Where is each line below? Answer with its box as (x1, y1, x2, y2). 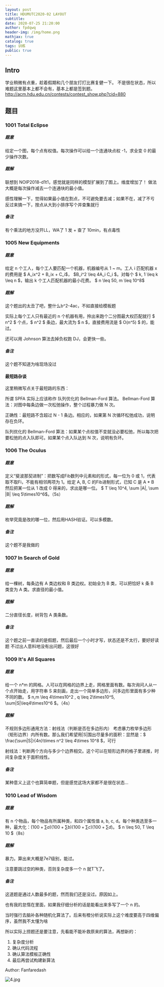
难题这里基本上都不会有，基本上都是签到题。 (5, 86, 95, 92)
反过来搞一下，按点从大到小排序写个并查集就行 (5, 201, 99, 208)
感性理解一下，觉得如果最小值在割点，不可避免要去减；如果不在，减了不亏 (5, 195, 155, 201)
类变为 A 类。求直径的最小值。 (5, 587, 66, 593)
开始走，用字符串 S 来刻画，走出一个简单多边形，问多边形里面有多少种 (13, 688, 156, 694)
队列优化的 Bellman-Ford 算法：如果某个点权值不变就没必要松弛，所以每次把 (5, 429, 159, 434)
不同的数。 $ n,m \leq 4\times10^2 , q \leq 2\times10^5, (5, 694, 115, 700)
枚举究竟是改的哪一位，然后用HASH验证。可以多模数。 (5, 516, 116, 523)
